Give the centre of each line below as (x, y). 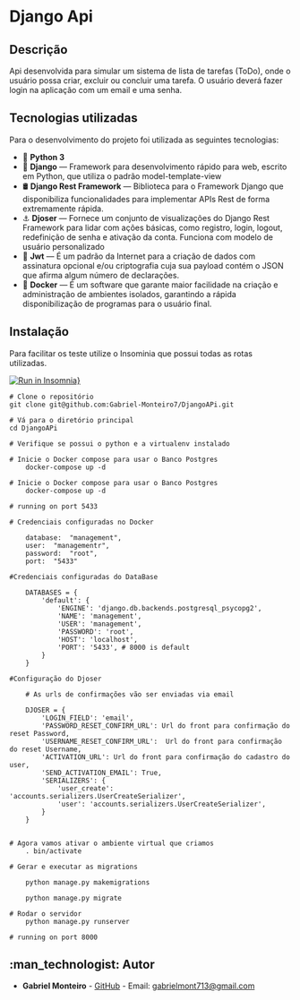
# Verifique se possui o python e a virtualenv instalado (120, 444)
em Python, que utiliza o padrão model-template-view (122, 175)
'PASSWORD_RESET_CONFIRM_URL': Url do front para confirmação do (166, 726)
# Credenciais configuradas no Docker (81, 522)
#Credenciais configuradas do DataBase (84, 577)
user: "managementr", (68, 545)
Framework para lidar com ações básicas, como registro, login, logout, (152, 227)
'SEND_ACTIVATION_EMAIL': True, (102, 773)
